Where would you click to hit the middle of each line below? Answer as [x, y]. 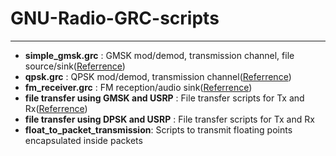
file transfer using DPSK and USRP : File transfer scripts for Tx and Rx [169, 119]
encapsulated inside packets [83, 140]
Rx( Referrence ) [56, 108]
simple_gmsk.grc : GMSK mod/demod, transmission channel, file [159, 55]
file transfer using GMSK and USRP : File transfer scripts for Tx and [164, 98]
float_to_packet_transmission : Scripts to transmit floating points [158, 129]
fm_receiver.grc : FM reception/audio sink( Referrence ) [138, 87]
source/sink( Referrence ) [75, 66]
